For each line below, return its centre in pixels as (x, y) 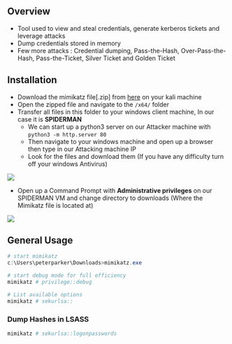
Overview (29, 12)
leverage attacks (41, 36)
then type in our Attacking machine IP (82, 149)
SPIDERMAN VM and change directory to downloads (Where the (110, 198)
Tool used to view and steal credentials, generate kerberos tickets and (118, 28)
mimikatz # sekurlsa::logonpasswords (62, 334)
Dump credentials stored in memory (69, 43)
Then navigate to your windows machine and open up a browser (121, 141)
